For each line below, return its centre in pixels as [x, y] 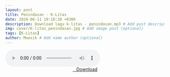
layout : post [19, 10]
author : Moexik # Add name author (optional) [54, 38]
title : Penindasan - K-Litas [36, 15]
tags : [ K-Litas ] [22, 33]
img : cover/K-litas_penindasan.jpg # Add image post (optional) [74, 29]
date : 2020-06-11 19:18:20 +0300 [40, 19]
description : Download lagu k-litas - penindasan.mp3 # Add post [75, 24]
